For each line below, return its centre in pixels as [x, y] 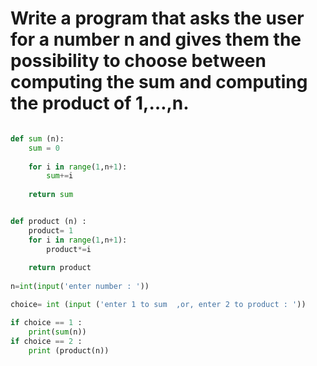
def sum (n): [37, 138]
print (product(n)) [69, 350]
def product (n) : [48, 222]
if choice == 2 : [46, 341]
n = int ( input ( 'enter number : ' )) [80, 287]
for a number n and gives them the [156, 39]
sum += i [60, 176]
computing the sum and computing [159, 82]
